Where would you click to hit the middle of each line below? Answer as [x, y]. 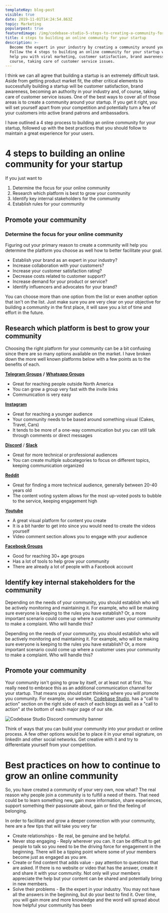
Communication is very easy [42, 394]
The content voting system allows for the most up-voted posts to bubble [87, 495]
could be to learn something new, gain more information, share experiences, [84, 800]
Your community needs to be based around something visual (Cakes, [83, 419]
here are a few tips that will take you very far [51, 826]
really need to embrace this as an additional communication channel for [79, 688]
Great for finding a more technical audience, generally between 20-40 [85, 485]
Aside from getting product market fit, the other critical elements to [74, 81]
